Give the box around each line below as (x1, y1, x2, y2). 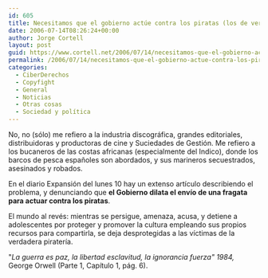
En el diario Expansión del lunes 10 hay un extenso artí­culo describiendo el (8, 179, 254, 188)
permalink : (8, 57, 45, 65)
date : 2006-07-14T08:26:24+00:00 (8, 26, 120, 34)
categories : (8, 64, 48, 72)
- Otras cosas (15, 100, 62, 108)
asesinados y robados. (8, 164, 83, 173)
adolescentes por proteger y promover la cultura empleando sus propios (8, 220, 247, 229)
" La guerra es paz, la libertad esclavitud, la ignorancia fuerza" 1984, (8, 253, 235, 261)
